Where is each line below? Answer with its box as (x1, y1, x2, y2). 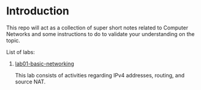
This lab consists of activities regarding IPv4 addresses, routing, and (14, 71, 185, 79)
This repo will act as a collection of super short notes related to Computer (6, 24, 188, 31)
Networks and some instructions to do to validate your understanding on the (6, 30, 195, 37)
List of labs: (6, 48, 35, 55)
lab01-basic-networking (14, 60, 74, 67)
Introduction (6, 4, 70, 18)
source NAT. (14, 78, 46, 85)
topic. (6, 37, 20, 44)
